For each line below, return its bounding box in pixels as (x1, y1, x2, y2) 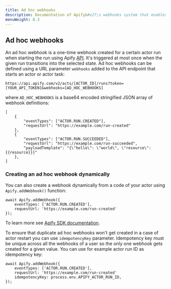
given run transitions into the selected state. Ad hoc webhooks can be (5, 60, 152, 66)
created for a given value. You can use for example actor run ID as (5, 246, 144, 252)
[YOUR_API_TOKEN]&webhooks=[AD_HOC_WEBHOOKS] (5, 85, 103, 91)
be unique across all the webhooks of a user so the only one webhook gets (5, 240, 163, 247)
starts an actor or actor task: (5, 71, 65, 77)
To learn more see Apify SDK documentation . (5, 220, 100, 226)
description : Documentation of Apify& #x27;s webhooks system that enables (5, 12, 167, 17)
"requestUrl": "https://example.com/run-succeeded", (23, 141, 138, 146)
